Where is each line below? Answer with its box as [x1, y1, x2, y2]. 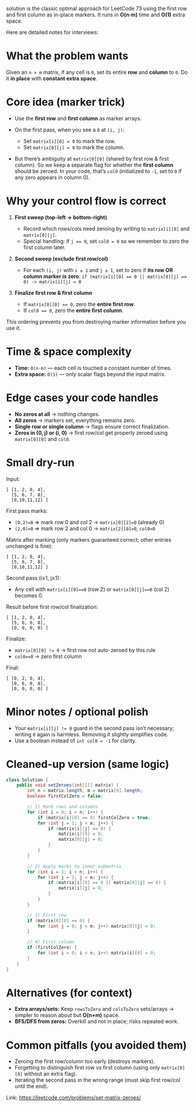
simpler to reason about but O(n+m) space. [14, 1011, 120, 1019]
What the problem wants [6, 49, 129, 63]
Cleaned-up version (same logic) [6, 758, 170, 770]
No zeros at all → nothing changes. [14, 410, 100, 417]
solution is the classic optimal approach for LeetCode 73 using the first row [6, 5, 187, 12]
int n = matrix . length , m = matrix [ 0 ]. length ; [27, 788, 143, 794]
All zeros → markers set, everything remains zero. [14, 416, 136, 424]
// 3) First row [27, 912, 67, 918]
